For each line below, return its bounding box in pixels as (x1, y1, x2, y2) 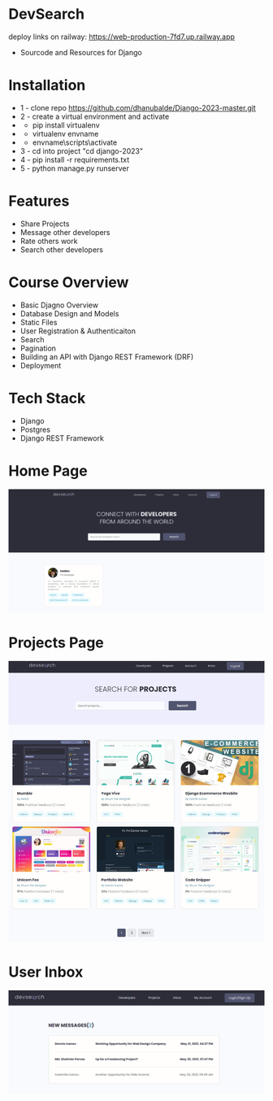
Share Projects (19, 219, 70, 228)
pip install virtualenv (32, 120, 100, 130)
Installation (8, 76, 86, 94)
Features (8, 192, 70, 211)
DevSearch (8, 5, 85, 24)
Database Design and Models (19, 308, 119, 318)
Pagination (19, 343, 57, 353)
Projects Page (8, 633, 104, 652)
